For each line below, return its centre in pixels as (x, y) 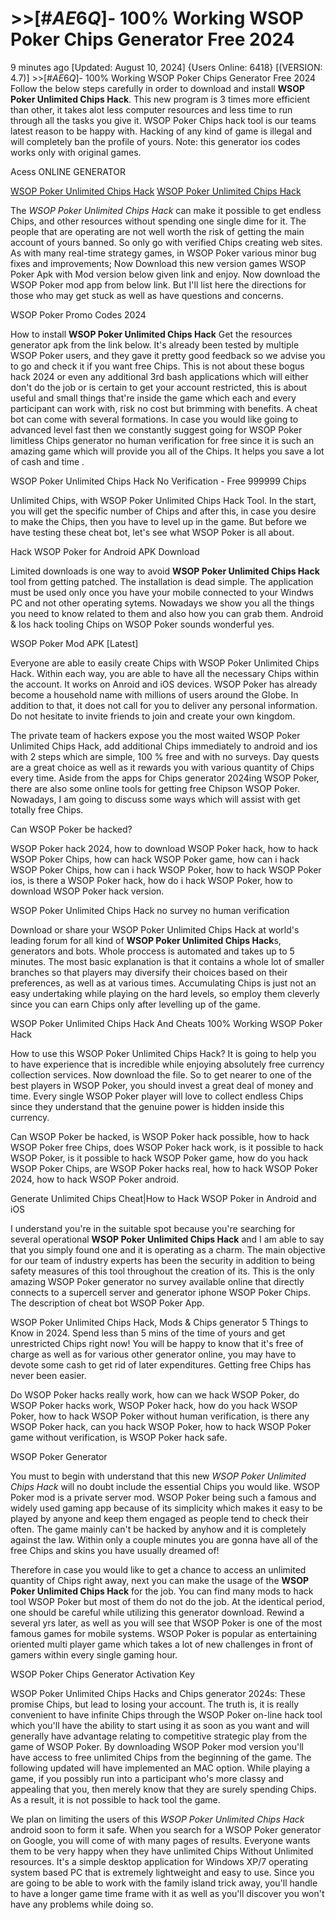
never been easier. (48, 1375)
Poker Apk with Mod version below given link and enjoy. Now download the (165, 274)
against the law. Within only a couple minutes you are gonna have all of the (164, 1539)
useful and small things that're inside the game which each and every (153, 398)
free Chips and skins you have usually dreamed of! (115, 1550)
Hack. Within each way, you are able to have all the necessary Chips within (165, 673)
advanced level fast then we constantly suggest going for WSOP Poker (156, 429)
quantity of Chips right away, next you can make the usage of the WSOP (159, 1580)
